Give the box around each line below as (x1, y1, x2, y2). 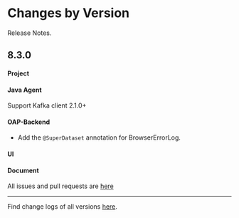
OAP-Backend (7, 118, 51, 126)
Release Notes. (7, 28, 52, 37)
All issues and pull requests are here (7, 182, 114, 190)
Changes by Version (7, 5, 130, 21)
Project (7, 69, 30, 78)
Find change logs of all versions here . (7, 202, 117, 211)
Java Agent (7, 85, 42, 94)
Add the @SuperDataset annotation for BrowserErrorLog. (17, 133, 181, 142)
